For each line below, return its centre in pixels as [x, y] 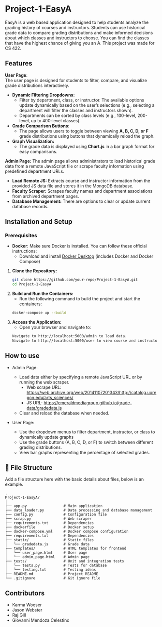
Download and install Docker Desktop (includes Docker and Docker [86, 256]
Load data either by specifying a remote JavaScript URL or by [81, 377]
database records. [30, 206]
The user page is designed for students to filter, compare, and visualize [76, 80]
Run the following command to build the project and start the [80, 299]
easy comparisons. [38, 151]
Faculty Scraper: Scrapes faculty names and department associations [82, 191]
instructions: [24, 251]
